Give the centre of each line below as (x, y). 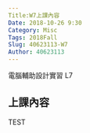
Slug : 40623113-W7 (38, 45)
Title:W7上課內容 (34, 15)
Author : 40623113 (36, 52)
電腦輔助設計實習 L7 (40, 75)
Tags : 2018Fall (33, 37)
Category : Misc (33, 30)
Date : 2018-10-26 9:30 (45, 23)
